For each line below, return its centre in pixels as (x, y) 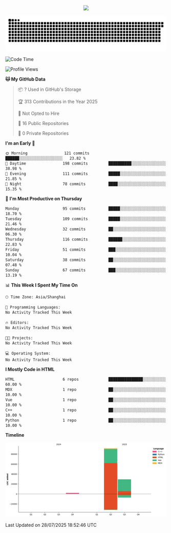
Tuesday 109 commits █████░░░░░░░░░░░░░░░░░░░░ (86, 219)
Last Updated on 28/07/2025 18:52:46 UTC (51, 525)
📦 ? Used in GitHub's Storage (50, 89)
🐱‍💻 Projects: (19, 338)
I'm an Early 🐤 (20, 143)
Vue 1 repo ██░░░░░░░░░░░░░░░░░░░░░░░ (86, 400)
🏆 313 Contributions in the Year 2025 (58, 101)
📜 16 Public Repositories (43, 123)
